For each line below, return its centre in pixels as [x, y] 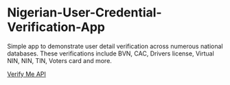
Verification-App [56, 27]
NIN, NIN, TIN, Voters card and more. [59, 60]
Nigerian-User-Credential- [85, 13]
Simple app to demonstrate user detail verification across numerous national [115, 46]
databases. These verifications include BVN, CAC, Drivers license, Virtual [111, 53]
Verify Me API [27, 74]
